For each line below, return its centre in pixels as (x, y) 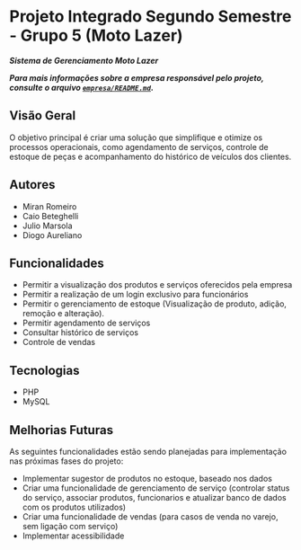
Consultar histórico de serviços (80, 333)
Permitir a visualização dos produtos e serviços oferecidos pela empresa (157, 285)
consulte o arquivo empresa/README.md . (82, 87)
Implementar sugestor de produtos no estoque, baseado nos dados (147, 479)
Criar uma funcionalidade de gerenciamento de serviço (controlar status (156, 488)
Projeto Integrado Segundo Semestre (150, 17)
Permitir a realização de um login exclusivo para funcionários (135, 295)
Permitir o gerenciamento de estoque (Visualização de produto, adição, (155, 304)
